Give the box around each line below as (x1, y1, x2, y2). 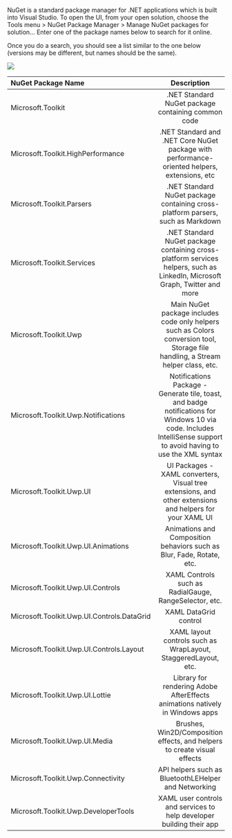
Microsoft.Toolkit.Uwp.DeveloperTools (10, 807, 135, 816)
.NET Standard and (159, 128, 221, 137)
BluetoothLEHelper (159, 774, 221, 783)
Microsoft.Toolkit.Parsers (10, 199, 92, 209)
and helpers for (165, 504, 215, 514)
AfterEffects (171, 690, 210, 699)
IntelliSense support (157, 433, 223, 442)
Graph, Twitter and (159, 280, 221, 289)
